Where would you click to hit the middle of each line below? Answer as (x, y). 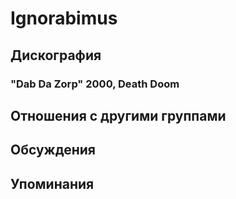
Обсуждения (53, 150)
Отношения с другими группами (118, 115)
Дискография (56, 55)
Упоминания (52, 183)
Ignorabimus (64, 18)
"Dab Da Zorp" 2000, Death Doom (95, 84)
